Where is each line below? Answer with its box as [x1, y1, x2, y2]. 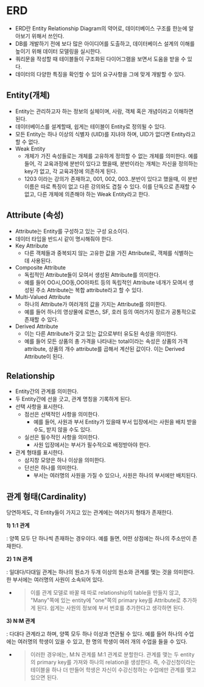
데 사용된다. [24, 257, 52, 264]
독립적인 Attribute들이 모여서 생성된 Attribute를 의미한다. [24, 271, 160, 278]
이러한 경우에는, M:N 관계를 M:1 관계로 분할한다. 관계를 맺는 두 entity [30, 651, 195, 658]
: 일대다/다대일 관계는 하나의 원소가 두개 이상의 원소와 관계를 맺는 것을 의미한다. [6, 568, 195, 576]
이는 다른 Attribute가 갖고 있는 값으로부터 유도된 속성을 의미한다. [24, 329, 178, 337]
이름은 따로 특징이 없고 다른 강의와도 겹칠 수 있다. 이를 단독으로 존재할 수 [24, 183, 197, 190]
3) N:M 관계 [6, 617, 35, 625]
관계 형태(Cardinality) [6, 491, 87, 502]
